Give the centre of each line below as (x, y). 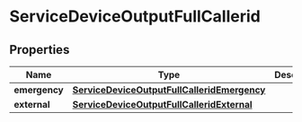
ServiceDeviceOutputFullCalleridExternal (163, 105)
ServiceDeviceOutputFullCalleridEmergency (169, 90)
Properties (40, 50)
